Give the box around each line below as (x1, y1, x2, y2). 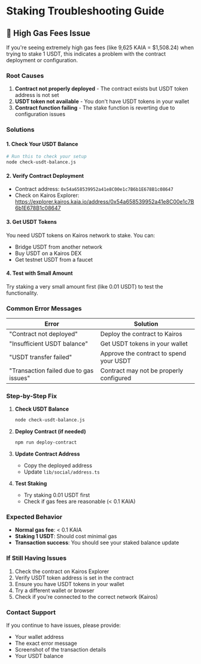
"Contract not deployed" (9, 330, 78, 338)
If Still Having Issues (6, 554, 67, 562)
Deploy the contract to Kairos (100, 330, 182, 338)
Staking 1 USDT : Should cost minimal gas (14, 533, 117, 540)
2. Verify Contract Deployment (6, 172, 84, 179)
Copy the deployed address (23, 462, 93, 469)
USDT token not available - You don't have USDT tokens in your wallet (14, 98, 190, 105)
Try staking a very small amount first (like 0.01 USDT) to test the (6, 283, 163, 290)
